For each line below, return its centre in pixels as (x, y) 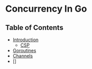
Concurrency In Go (46, 9)
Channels (23, 56)
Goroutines (25, 50)
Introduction (26, 40)
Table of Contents (34, 28)
